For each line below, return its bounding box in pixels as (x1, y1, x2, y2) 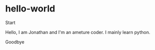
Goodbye (5, 38, 24, 45)
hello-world (5, 3, 56, 14)
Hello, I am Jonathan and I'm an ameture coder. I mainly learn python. (5, 29, 150, 35)
